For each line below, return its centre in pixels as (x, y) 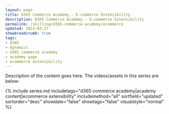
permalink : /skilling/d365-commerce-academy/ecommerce (64, 24)
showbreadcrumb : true (28, 33)
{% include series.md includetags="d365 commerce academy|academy (81, 91)
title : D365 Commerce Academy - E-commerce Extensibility (68, 15)
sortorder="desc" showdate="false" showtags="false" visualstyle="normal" (85, 102)
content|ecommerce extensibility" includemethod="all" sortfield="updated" (84, 96)
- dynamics (17, 47)
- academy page (21, 57)
